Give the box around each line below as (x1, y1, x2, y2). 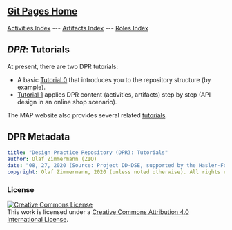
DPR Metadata (7, 131, 70, 143)
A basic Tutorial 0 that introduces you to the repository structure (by (17, 75, 211, 84)
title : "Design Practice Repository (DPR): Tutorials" (7, 149, 168, 156)
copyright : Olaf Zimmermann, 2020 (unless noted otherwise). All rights (7, 169, 221, 175)
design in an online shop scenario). (17, 97, 117, 106)
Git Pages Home (7, 6, 78, 17)
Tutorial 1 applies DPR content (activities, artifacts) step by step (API (17, 90, 211, 99)
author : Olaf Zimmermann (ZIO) (7, 155, 97, 163)
